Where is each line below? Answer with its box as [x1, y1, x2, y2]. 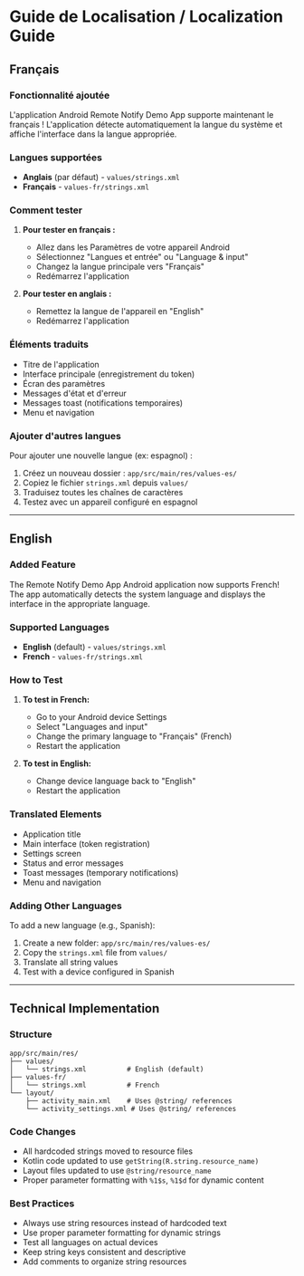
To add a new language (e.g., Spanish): [9, 919, 156, 930]
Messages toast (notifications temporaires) [22, 397, 184, 408]
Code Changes [9, 1125, 77, 1137]
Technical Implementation [9, 1001, 160, 1016]
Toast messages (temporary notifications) [22, 867, 179, 878]
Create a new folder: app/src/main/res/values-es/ [22, 937, 211, 948]
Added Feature [9, 559, 77, 571]
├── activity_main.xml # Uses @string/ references [25, 1096, 233, 1106]
